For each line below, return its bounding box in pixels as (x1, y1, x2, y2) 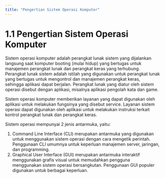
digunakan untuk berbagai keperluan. (12, 167, 88, 173)
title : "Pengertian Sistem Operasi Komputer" (5, 7, 100, 12)
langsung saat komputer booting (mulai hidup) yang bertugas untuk (5, 60, 141, 66)
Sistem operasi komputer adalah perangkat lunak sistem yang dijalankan (5, 55, 152, 61)
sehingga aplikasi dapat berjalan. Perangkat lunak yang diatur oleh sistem (5, 81, 154, 87)
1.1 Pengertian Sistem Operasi (5, 28, 129, 39)
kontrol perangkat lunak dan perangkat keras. (5, 112, 97, 118)
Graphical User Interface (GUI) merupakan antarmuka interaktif (12, 151, 140, 157)
